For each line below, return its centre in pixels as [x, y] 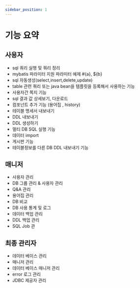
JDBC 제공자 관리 [29, 281]
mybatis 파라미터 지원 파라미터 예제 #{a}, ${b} [57, 74]
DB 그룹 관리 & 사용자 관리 [37, 183]
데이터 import [26, 135]
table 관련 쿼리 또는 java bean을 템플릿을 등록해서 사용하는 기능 [73, 86]
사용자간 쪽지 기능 [29, 92]
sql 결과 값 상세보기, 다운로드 [40, 98]
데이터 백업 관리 [27, 214]
